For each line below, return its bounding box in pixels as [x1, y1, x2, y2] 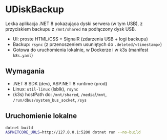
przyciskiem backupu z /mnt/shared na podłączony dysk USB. [5, 26, 136, 32]
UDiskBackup [5, 4, 64, 15]
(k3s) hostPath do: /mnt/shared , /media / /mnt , [12, 91, 107, 98]
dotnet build [5, 125, 33, 130]
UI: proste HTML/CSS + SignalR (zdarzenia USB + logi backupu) [12, 36, 149, 42]
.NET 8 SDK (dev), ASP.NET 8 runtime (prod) [12, 80, 108, 86]
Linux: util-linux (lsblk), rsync [12, 86, 78, 92]
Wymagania [5, 67, 45, 76]
